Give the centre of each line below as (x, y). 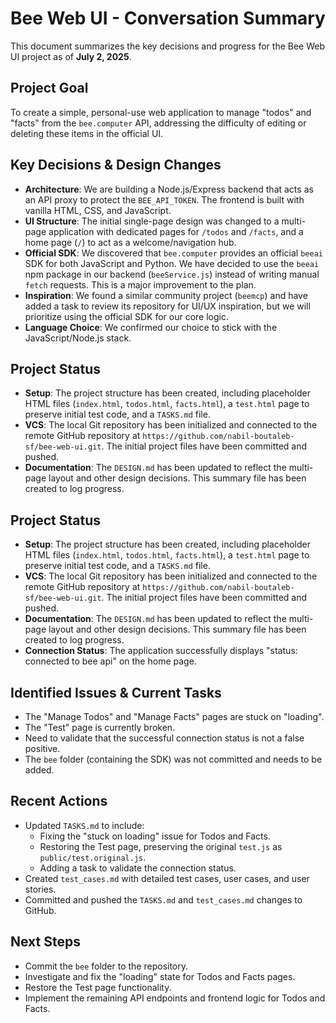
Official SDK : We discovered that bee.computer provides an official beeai (173, 253)
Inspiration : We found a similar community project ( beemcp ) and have (166, 295)
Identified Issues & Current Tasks (116, 692)
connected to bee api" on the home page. (110, 661)
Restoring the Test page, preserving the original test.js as (161, 846)
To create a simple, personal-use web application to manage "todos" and (161, 112)
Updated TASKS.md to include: (84, 825)
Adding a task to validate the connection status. (138, 868)
